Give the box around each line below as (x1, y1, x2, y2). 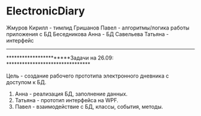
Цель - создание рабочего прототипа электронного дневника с (6, 72, 169, 79)
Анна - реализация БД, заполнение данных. (14, 90, 128, 97)
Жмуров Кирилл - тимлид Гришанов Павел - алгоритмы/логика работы (6, 24, 190, 31)
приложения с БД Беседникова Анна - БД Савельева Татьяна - (6, 30, 169, 37)
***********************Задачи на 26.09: (6, 54, 114, 61)
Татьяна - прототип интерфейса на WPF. (14, 96, 118, 103)
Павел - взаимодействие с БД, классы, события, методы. (14, 103, 163, 110)
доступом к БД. (6, 78, 47, 85)
